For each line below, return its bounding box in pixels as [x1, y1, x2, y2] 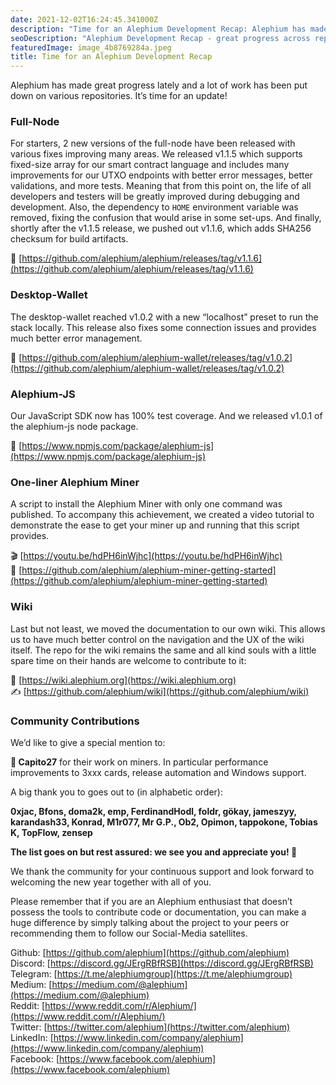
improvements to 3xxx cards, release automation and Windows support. [10, 766, 307, 778]
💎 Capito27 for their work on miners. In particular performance [10, 756, 269, 768]
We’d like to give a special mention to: [10, 736, 166, 748]
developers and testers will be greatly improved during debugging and [10, 191, 300, 203]
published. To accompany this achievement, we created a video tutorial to [10, 509, 315, 521]
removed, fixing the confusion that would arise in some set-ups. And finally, [10, 212, 322, 224]
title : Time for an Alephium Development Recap [10, 52, 213, 62]
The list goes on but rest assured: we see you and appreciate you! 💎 [10, 846, 298, 858]
